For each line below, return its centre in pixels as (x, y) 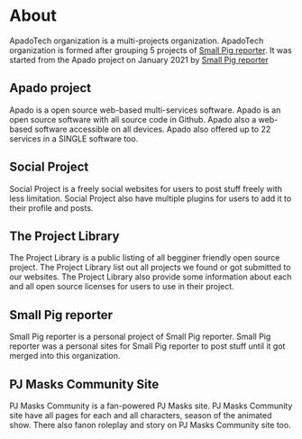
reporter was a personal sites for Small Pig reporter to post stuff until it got (147, 346)
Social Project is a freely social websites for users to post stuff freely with (146, 188)
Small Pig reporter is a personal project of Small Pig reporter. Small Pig (140, 337)
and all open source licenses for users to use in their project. (122, 287)
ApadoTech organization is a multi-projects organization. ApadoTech (137, 41)
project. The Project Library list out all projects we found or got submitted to (150, 268)
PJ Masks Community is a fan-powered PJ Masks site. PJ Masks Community (151, 406)
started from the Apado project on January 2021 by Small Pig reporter (139, 59)
